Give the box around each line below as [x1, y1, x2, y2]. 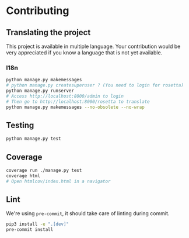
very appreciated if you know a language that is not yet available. [6, 49, 163, 56]
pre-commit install [6, 227, 54, 233]
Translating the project [6, 27, 91, 37]
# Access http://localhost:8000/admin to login [6, 93, 124, 99]
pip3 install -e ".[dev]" [6, 221, 69, 227]
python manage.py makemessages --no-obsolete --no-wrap [6, 104, 145, 110]
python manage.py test [6, 136, 61, 142]
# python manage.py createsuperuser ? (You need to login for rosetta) [6, 82, 184, 88]
